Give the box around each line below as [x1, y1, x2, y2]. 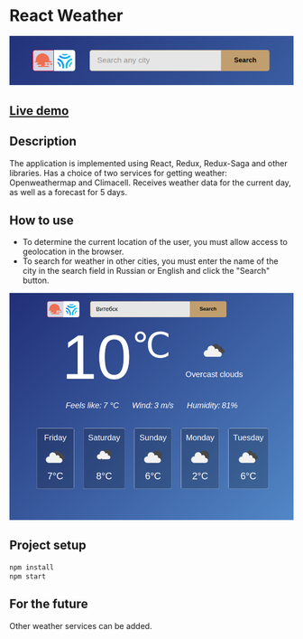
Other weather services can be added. [9, 620, 152, 631]
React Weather [9, 5, 124, 26]
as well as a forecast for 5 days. [9, 186, 128, 197]
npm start [9, 571, 47, 581]
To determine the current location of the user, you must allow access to [22, 237, 289, 248]
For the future [9, 597, 88, 612]
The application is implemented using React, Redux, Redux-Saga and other [9, 157, 289, 168]
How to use [9, 212, 74, 228]
